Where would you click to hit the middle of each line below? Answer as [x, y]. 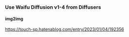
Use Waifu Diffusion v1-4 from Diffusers [53, 7]
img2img [14, 19]
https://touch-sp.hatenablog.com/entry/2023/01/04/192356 [65, 29]
